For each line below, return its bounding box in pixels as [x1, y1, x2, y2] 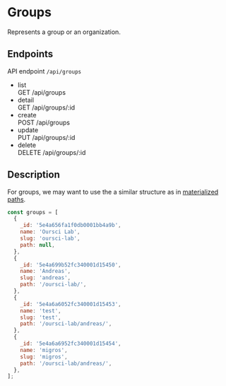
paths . [7, 195, 26, 204]
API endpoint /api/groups [7, 66, 82, 75]
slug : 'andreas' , [20, 274, 71, 281]
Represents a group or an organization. [7, 28, 121, 36]
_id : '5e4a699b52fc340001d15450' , [20, 261, 121, 269]
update [17, 125, 39, 134]
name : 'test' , [20, 307, 61, 315]
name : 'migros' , [20, 346, 69, 353]
